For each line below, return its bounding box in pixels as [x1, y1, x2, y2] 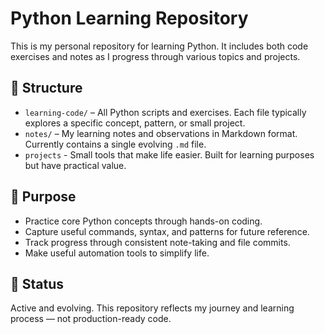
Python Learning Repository [10, 7, 249, 30]
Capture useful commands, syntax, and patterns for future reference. [24, 225, 310, 237]
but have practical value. [24, 159, 127, 171]
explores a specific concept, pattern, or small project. [24, 117, 246, 129]
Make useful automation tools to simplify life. [24, 247, 210, 259]
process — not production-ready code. [10, 313, 172, 325]
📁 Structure [10, 80, 83, 97]
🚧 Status [10, 275, 65, 292]
